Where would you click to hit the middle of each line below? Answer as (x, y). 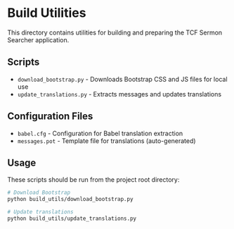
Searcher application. (38, 39)
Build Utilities (47, 13)
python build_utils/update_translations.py (72, 218)
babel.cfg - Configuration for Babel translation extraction (100, 133)
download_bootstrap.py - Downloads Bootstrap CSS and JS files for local (122, 79)
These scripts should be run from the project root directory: (93, 180)
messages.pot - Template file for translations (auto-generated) (106, 141)
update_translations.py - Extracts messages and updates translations (119, 94)
